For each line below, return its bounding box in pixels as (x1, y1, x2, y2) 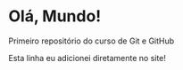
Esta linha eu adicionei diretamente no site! (8, 52, 167, 63)
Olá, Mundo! (8, 6, 102, 27)
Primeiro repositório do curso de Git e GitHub (8, 35, 175, 46)
